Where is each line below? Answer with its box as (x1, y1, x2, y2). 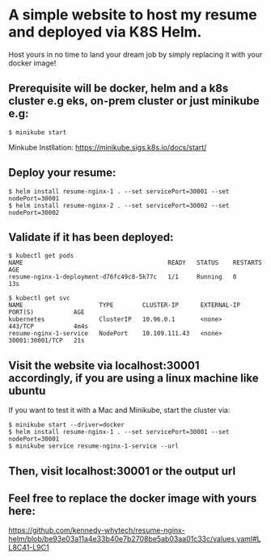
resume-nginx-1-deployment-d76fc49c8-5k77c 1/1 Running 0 (8, 273, 237, 281)
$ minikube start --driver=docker (8, 421, 125, 429)
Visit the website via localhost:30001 (8, 358, 200, 373)
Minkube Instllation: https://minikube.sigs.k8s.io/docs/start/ (8, 142, 207, 152)
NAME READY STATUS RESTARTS (8, 259, 263, 267)
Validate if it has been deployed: (8, 230, 174, 244)
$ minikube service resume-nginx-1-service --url (8, 442, 180, 450)
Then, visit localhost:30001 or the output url (8, 464, 236, 478)
